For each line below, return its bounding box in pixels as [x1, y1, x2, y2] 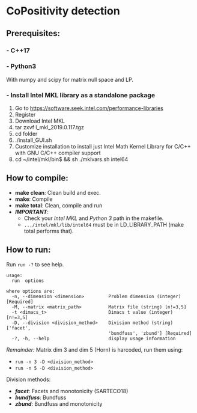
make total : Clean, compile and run [14, 201, 103, 209]
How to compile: [6, 173, 68, 183]
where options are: [6, 288, 55, 294]
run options [11, 278, 44, 284]
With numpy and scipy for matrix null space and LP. [6, 76, 134, 83]
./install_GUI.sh [14, 136, 52, 144]
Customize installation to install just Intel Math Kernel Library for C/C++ [14, 143, 191, 150]
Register [14, 111, 36, 118]
